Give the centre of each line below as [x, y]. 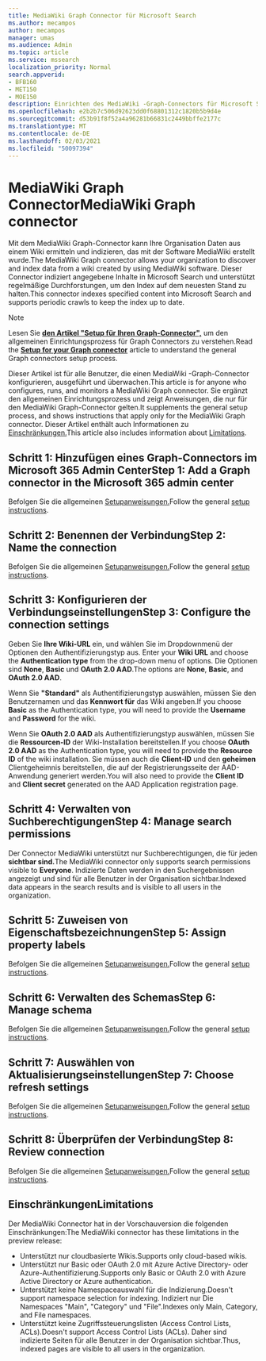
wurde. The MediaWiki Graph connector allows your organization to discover [132, 260]
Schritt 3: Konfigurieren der [78, 600]
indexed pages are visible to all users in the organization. [112, 1348]
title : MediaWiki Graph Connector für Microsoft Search [102, 15]
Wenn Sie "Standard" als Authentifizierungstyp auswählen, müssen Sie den [132, 693]
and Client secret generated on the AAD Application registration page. [123, 784]
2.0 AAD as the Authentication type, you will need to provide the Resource [131, 750]
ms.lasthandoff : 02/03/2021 [55, 141]
